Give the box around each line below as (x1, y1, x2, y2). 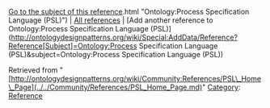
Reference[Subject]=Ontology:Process (8, 41, 137, 51)
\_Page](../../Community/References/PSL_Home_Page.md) (8, 82, 203, 92)
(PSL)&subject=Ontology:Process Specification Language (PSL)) (8, 50, 224, 59)
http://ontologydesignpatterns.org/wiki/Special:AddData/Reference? (11, 32, 238, 42)
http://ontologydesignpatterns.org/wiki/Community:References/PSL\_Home (11, 74, 261, 83)
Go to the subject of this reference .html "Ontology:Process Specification (8, 7, 250, 16)
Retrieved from (8, 65, 58, 75)
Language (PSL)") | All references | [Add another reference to (8, 15, 213, 25)
